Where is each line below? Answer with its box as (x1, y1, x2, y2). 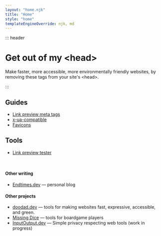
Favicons (12, 122, 31, 127)
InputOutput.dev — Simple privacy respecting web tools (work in (12, 220, 145, 226)
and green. (12, 210, 35, 216)
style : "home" (5, 16, 35, 21)
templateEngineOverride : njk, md (5, 21, 75, 26)
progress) (12, 225, 33, 232)
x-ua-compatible (12, 117, 47, 122)
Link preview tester (12, 149, 52, 155)
